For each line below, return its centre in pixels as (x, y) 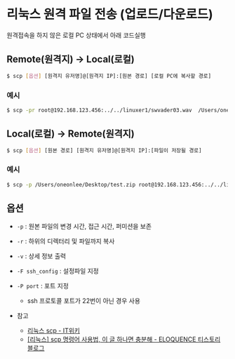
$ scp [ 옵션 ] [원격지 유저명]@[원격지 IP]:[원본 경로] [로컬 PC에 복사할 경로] (109, 76)
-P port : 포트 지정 (43, 286)
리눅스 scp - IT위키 (54, 331)
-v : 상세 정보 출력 (41, 256)
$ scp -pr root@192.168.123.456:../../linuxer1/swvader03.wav (99, 110)
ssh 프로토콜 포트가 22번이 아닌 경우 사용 (84, 301)
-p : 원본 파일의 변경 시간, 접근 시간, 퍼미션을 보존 (84, 226)
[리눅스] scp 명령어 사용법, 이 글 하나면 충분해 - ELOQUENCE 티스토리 (124, 339)
